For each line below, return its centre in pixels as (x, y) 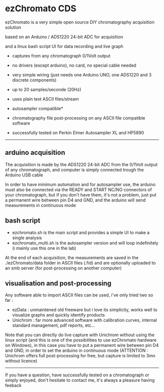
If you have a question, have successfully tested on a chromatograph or (77, 375)
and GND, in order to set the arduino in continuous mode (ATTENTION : (77, 350)
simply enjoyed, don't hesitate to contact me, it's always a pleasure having (80, 380)
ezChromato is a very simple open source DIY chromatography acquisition (80, 22)
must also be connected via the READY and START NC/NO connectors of (79, 190)
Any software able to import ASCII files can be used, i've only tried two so (79, 295)
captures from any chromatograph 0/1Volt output (61, 56)
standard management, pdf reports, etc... (53, 325)
